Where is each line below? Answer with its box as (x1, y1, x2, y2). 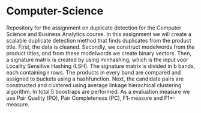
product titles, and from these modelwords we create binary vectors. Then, (6, 49, 192, 56)
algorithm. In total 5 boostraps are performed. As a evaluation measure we (6, 88, 190, 95)
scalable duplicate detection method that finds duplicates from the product (6, 37, 191, 44)
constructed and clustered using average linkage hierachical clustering (6, 81, 182, 88)
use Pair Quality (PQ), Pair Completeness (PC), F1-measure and (6, 94, 163, 102)
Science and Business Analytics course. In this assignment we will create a (6, 30, 192, 37)
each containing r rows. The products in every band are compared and (6, 69, 181, 76)
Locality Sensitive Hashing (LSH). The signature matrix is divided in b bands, (6, 62, 196, 70)
